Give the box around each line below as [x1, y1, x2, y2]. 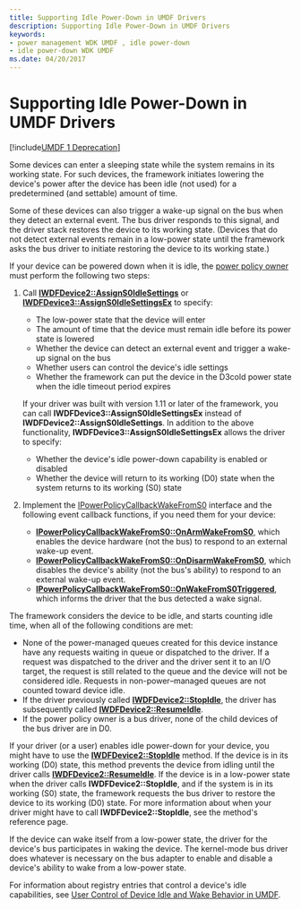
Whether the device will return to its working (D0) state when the [35, 472, 275, 484]
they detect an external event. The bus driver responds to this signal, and [9, 214, 279, 225]
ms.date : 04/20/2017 [9, 55, 87, 64]
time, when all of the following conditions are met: [9, 620, 193, 630]
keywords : [9, 30, 47, 39]
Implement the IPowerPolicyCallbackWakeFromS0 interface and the [21, 499, 272, 510]
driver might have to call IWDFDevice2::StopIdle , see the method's [9, 807, 258, 818]
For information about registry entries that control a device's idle [9, 879, 247, 890]
